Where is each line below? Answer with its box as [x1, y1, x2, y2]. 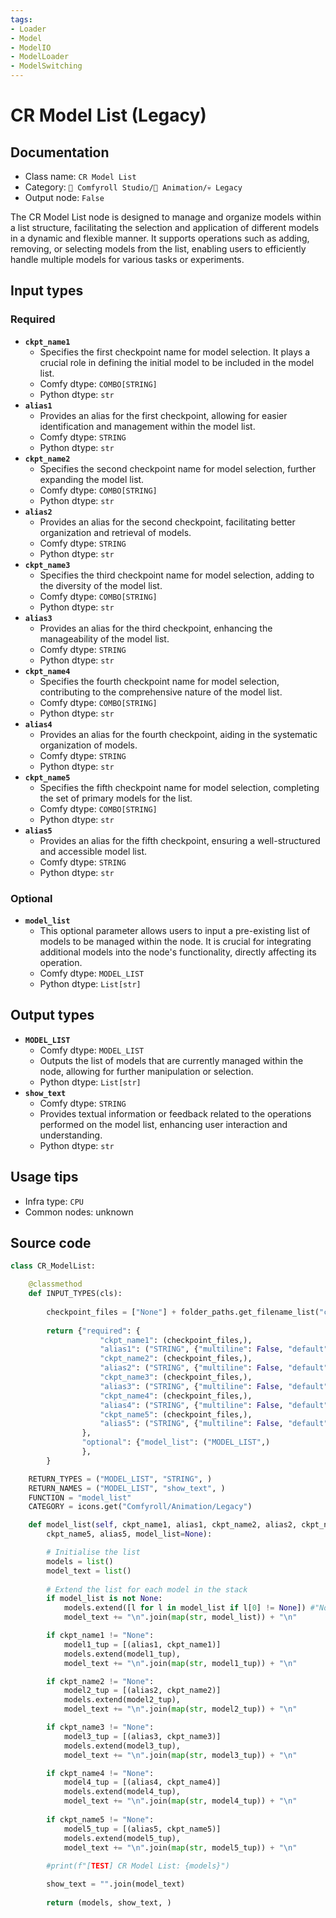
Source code [10, 1235, 92, 1251]
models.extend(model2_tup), [63, 1695, 182, 1705]
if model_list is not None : [46, 1594, 163, 1604]
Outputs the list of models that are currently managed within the [39, 1054, 304, 1066]
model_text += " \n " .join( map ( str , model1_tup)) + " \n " [63, 1658, 298, 1668]
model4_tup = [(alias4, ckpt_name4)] [63, 1777, 222, 1788]
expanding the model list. [39, 473, 145, 485]
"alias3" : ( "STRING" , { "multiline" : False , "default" [99, 1381, 329, 1391]
